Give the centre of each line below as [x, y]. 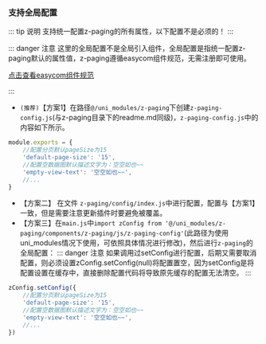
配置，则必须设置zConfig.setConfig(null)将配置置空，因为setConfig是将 [137, 263]
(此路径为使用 [207, 233]
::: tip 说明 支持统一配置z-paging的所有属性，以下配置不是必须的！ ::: [121, 31]
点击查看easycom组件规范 [51, 75]
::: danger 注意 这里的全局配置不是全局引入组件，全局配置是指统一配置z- [127, 49]
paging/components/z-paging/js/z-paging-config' [102, 234]
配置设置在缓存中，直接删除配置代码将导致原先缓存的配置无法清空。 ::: [135, 273]
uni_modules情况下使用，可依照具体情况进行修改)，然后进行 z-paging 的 [136, 243]
